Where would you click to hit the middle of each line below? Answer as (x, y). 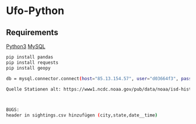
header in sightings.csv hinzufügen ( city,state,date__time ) (82, 115)
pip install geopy (28, 68)
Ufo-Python (35, 11)
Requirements (32, 32)
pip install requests (32, 63)
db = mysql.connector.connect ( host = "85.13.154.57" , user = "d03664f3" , (92, 78)
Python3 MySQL (26, 46)
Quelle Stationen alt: (34, 89)
